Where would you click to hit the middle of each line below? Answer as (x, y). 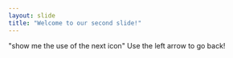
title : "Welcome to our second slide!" (75, 23)
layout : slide (32, 15)
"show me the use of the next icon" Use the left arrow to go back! (117, 45)
